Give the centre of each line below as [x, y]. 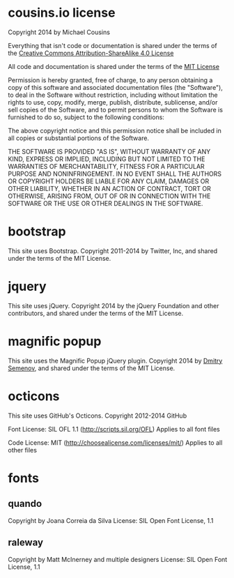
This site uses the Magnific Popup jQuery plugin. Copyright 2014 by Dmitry [115, 360]
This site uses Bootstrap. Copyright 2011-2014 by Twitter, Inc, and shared [113, 251]
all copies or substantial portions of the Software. [78, 138]
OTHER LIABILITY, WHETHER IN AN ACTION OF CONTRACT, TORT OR [109, 188]
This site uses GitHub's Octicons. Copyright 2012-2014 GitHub [97, 416]
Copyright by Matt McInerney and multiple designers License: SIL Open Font [118, 559]
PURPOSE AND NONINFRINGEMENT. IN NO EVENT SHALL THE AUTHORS [115, 174]
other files [23, 450]
